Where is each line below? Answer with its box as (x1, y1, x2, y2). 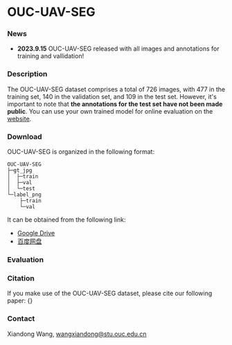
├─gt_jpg (7, 167, 33, 174)
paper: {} (7, 297, 33, 305)
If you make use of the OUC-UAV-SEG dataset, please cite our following (7, 289, 213, 298)
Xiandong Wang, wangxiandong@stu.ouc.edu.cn (7, 330, 147, 338)
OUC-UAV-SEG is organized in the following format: (7, 148, 154, 156)
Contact (7, 314, 35, 324)
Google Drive (17, 229, 55, 238)
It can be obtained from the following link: (7, 215, 126, 224)
